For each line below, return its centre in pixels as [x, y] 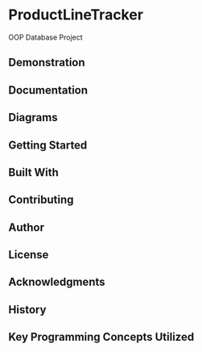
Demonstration [47, 63]
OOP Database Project [45, 37]
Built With [33, 172]
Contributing [41, 200]
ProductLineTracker [76, 15]
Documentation [48, 90]
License [29, 255]
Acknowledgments [57, 282]
